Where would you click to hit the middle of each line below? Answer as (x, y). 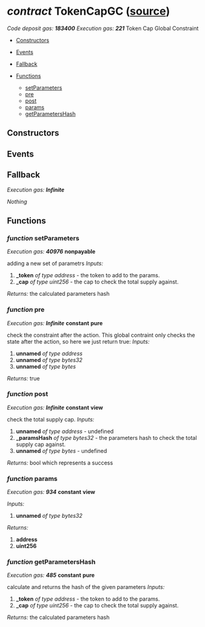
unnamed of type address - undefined (65, 431)
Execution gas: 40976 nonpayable (51, 252)
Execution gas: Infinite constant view (55, 407)
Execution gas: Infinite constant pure (55, 323)
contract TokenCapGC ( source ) (89, 11)
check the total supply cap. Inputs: (51, 419)
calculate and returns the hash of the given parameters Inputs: (86, 587)
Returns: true (24, 378)
